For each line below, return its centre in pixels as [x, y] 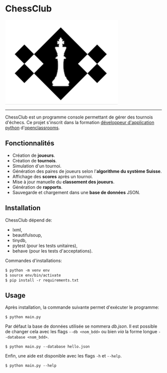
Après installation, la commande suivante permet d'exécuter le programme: [82, 307]
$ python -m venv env [28, 270]
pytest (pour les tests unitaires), [45, 246]
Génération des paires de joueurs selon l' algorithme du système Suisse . [87, 171]
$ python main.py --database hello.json [48, 347]
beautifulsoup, [27, 235]
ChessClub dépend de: [29, 220]
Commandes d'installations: [34, 260]
